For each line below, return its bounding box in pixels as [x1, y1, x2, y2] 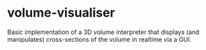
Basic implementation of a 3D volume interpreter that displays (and [7, 28, 200, 36]
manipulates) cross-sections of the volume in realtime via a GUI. [7, 35, 192, 43]
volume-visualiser [7, 5, 115, 21]
